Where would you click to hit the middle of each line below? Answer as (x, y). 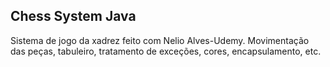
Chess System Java (73, 16)
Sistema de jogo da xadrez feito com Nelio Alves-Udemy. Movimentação (160, 40)
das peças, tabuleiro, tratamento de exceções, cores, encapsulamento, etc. (166, 51)
